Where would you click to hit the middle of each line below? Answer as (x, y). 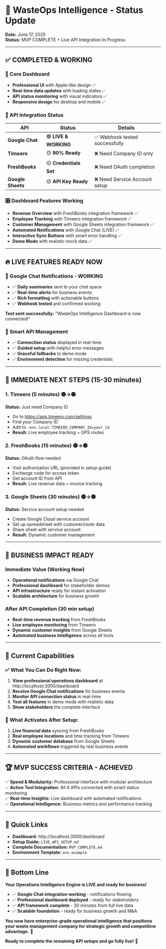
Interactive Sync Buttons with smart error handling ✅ (67, 236)
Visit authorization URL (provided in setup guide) (62, 468)
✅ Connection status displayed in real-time (57, 343)
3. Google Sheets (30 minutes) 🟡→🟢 (51, 497)
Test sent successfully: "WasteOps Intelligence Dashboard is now (73, 313)
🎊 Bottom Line (27, 873)
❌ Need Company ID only (124, 153)
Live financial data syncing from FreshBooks (58, 731)
